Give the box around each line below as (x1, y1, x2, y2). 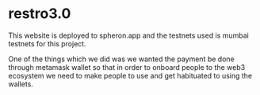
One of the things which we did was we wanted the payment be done (8, 54, 235, 64)
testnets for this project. (8, 38, 86, 48)
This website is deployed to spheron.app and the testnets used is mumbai (8, 31, 250, 40)
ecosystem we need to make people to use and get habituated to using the (8, 71, 253, 80)
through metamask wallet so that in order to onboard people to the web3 (8, 62, 246, 71)
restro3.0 (8, 5, 71, 23)
